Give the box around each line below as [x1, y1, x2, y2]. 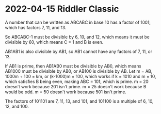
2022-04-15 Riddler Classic [5, 3, 119, 15]
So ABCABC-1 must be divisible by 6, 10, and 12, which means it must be [5, 34, 150, 40]
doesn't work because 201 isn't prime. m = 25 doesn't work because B [5, 83, 146, 89]
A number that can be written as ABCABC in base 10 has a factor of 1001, [5, 19, 151, 25]
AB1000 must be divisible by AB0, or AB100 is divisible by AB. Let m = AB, [5, 68, 153, 74]
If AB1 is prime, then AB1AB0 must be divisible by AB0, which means [5, 63, 142, 69]
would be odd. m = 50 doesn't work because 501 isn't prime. [5, 89, 127, 95]
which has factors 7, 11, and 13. [5, 24, 66, 30]
